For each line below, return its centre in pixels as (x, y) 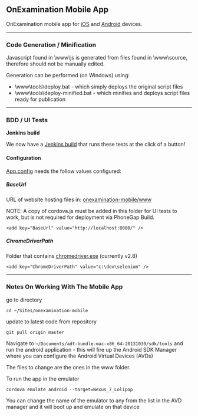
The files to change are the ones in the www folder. (68, 367)
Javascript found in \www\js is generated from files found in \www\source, (97, 58)
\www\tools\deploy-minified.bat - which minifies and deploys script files (102, 93)
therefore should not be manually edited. (55, 64)
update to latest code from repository (52, 322)
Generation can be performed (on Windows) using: (68, 76)
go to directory (24, 300)
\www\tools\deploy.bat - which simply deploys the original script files (99, 87)
